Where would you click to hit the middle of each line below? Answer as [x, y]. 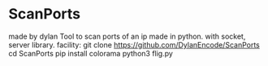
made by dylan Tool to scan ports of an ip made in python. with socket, [127, 36]
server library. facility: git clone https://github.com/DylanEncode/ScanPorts [134, 44]
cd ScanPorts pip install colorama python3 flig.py [91, 53]
